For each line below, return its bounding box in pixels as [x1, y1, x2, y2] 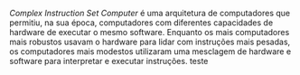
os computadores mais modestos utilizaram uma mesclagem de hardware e [9, 46, 292, 57]
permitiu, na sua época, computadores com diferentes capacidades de [9, 17, 274, 28]
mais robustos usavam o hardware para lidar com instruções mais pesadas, [9, 36, 291, 47]
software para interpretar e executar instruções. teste [9, 56, 209, 66]
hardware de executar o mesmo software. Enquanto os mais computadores [9, 27, 290, 37]
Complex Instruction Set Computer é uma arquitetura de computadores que [9, 8, 291, 18]
